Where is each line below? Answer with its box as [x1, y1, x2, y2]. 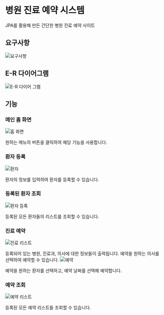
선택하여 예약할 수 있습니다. [5, 257, 59, 263]
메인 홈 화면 [5, 116, 32, 123]
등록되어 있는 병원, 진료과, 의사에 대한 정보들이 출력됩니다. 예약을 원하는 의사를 [5, 251, 159, 257]
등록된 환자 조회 [5, 190, 41, 197]
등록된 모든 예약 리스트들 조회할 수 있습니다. [5, 304, 92, 311]
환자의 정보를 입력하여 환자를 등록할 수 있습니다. [5, 176, 100, 183]
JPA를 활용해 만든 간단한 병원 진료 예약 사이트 [5, 22, 95, 28]
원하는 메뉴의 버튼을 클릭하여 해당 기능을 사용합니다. [5, 140, 107, 146]
